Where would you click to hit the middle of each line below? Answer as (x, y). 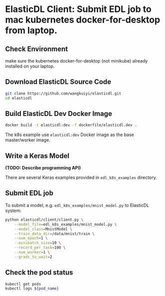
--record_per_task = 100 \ (40, 248)
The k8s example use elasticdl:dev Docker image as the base (70, 135)
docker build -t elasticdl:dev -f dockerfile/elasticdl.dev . (71, 125)
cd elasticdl (19, 98)
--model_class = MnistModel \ (43, 229)
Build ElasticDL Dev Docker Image (59, 113)
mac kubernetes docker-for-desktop (83, 20)
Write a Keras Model (37, 156)
